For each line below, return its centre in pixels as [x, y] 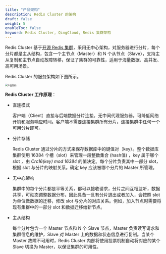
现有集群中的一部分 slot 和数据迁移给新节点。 [58, 207]
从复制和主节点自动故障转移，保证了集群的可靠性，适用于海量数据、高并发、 [83, 60]
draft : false [19, 19]
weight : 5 [15, 24]
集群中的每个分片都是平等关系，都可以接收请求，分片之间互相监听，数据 [86, 188]
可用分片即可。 [28, 128]
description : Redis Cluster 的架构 [41, 14]
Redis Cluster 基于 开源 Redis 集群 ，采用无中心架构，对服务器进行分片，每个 [83, 47]
